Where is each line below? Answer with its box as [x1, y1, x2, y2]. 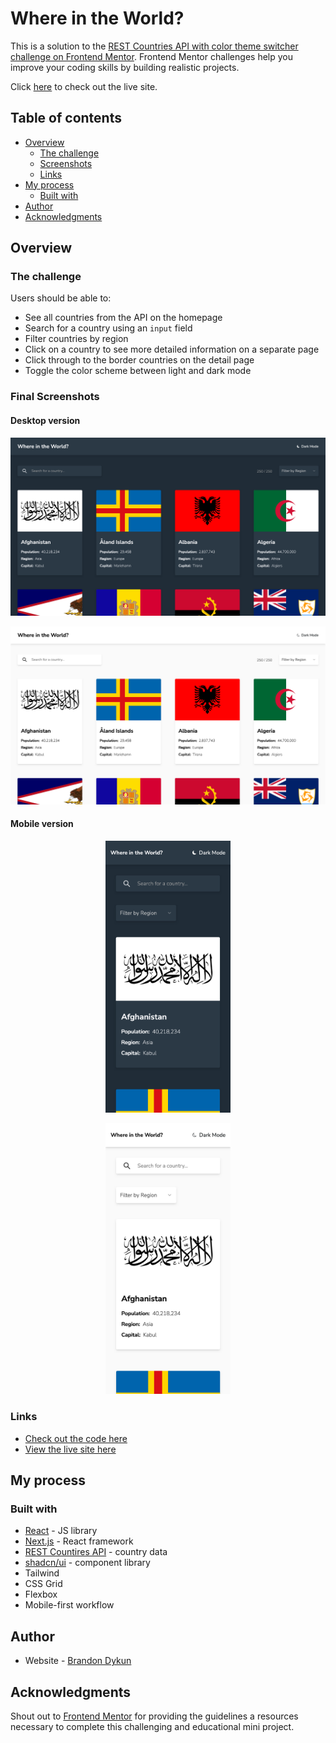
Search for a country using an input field [24, 322, 193, 334]
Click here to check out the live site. [10, 80, 158, 92]
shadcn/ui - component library [24, 1557, 151, 1569]
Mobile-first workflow [24, 1599, 115, 1611]
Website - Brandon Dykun [24, 1655, 132, 1667]
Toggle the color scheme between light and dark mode [24, 365, 252, 377]
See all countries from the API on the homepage [24, 312, 223, 324]
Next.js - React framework [24, 1535, 134, 1547]
